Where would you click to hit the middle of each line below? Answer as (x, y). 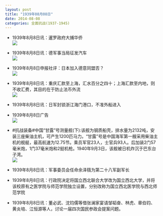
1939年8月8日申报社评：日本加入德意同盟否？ (58, 68)
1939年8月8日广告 (30, 115)
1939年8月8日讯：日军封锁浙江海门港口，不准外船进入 (66, 105)
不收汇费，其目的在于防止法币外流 (46, 89)
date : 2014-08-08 (23, 19)
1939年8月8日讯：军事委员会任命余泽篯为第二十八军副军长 (71, 170)
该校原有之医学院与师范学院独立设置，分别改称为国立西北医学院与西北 (82, 186)
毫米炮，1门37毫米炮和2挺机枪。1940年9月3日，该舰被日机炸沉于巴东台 (84, 149)
